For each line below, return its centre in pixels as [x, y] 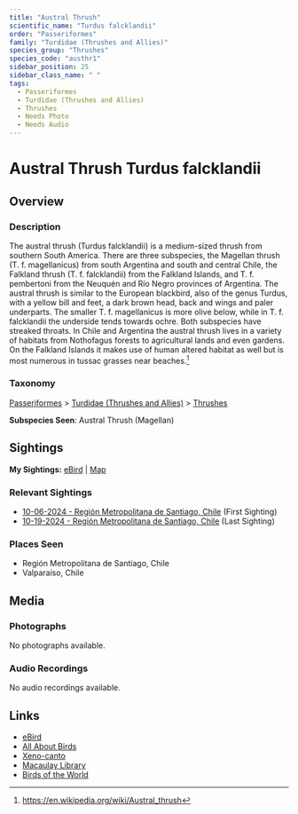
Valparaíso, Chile [53, 573]
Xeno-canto [44, 756]
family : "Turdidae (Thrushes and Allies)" [89, 42]
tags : [19, 83]
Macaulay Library [54, 765]
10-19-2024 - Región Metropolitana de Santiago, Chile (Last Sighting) [148, 521]
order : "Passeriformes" [53, 34]
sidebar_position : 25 [49, 67]
